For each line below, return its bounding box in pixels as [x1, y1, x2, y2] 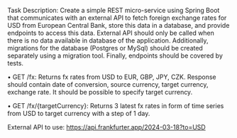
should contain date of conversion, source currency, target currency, [7, 80, 209, 88]
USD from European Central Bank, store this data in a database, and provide [7, 21, 230, 29]
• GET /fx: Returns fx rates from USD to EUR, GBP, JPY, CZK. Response [7, 73, 216, 81]
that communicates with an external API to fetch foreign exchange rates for [7, 14, 227, 22]
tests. [7, 59, 23, 67]
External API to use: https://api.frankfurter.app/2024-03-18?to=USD [7, 123, 206, 131]
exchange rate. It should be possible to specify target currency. [7, 88, 193, 96]
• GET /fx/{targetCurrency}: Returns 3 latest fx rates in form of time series [7, 102, 224, 110]
